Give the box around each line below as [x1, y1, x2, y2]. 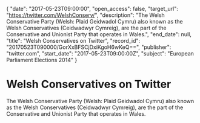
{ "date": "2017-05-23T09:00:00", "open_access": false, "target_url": [6, 5, 179, 12]
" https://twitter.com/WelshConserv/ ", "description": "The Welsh [6, 11, 165, 19]
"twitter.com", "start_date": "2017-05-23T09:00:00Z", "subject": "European [6, 50, 194, 57]
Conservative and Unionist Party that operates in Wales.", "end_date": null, [6, 31, 192, 38]
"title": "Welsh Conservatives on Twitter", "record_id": [6, 37, 141, 44]
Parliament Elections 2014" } [6, 57, 78, 63]
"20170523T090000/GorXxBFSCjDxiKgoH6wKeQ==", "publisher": [6, 43, 172, 51]
